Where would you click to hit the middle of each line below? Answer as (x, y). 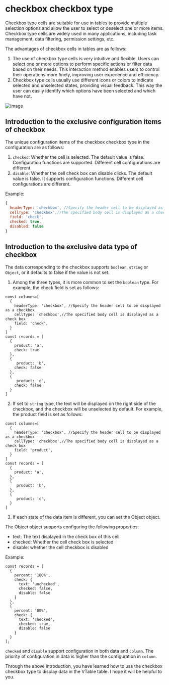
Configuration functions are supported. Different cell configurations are (86, 162)
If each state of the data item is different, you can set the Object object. (87, 517)
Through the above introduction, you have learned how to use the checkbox (84, 666)
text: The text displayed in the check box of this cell (66, 536)
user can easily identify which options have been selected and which (84, 90)
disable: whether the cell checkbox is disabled (61, 547)
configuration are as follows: (35, 147)
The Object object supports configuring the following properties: (72, 527)
